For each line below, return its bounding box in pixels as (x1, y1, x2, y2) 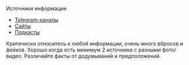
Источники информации (6, 5, 67, 12)
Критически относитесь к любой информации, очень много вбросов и (6, 40, 184, 47)
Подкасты (14, 29, 40, 36)
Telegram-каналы (14, 16, 59, 23)
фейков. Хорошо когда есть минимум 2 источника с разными (6, 46, 161, 53)
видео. (6, 53, 23, 59)
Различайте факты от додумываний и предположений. (24, 53, 161, 59)
